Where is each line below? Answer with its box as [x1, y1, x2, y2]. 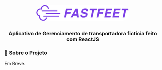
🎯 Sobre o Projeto [4, 49, 48, 56]
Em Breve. [4, 61, 26, 67]
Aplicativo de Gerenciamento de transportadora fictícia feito [8, 30, 157, 36]
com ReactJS [66, 36, 100, 43]
